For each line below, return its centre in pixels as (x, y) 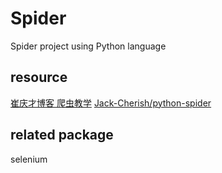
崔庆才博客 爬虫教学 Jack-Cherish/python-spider (111, 103)
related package (62, 135)
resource (39, 77)
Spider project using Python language (88, 46)
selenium (29, 159)
